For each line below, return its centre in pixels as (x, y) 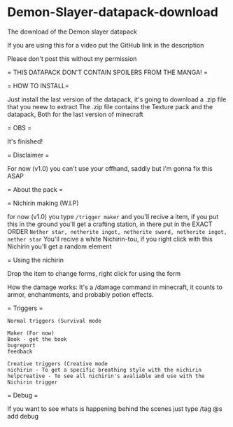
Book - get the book (37, 339)
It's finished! (25, 141)
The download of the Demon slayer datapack (72, 31)
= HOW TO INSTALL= (38, 85)
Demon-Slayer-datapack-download (113, 12)
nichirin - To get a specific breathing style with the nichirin (104, 370)
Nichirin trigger (33, 382)
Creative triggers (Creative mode (58, 364)
